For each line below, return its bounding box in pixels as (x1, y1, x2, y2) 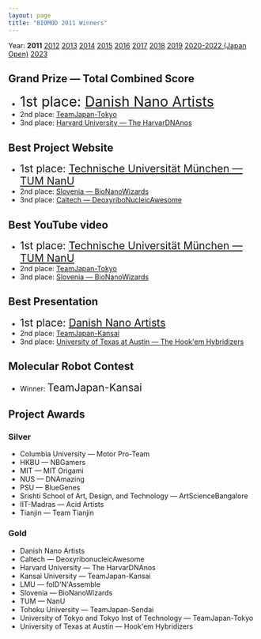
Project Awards (8, 407, 85, 421)
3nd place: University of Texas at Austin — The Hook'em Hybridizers (19, 337, 244, 346)
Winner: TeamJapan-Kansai (19, 380, 142, 394)
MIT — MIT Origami (19, 466, 85, 475)
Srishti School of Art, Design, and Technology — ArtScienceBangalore (19, 491, 248, 501)
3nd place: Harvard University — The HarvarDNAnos (19, 118, 192, 127)
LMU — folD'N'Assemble (19, 579, 101, 589)
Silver (8, 431, 32, 442)
